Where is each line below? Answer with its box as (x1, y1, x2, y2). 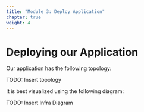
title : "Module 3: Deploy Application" (6, 8, 105, 15)
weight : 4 (6, 20, 31, 25)
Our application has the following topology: (6, 65, 112, 72)
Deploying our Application (6, 45, 139, 59)
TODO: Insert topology (6, 76, 61, 84)
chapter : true (6, 14, 42, 20)
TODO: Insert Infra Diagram (6, 99, 73, 107)
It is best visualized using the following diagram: (6, 88, 124, 95)
